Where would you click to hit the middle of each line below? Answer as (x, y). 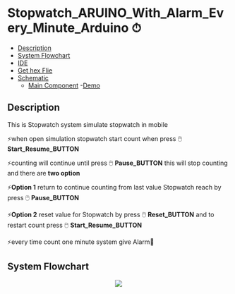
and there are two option (44, 173)
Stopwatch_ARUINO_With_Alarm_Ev (116, 13)
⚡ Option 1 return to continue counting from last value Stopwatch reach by (114, 187)
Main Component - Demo (64, 85)
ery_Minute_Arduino (68, 28)
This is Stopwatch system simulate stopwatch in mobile (88, 124)
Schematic (33, 78)
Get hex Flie (35, 70)
